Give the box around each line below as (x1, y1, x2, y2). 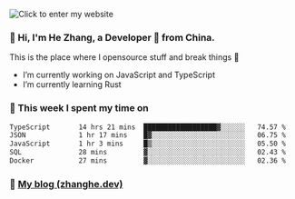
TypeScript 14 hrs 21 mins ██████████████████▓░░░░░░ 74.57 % (9, 123, 286, 132)
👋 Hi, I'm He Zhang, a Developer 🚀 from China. (9, 31, 215, 44)
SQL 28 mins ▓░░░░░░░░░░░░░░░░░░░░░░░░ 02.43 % (9, 148, 286, 157)
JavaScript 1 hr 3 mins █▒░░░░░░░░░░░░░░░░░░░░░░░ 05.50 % (9, 139, 286, 149)
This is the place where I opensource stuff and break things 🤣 (9, 52, 240, 63)
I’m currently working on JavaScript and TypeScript (22, 69, 216, 81)
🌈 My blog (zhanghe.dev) (9, 177, 123, 190)
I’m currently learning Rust (22, 79, 122, 90)
